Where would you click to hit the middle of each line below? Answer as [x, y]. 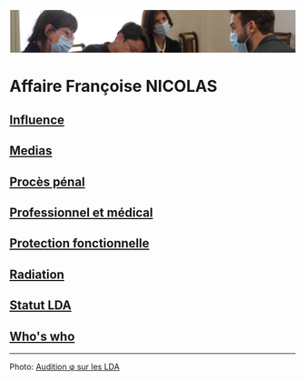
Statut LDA [40, 306]
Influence [37, 120]
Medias [31, 151]
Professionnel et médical [81, 213]
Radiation [37, 274]
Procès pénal [47, 181]
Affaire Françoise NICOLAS [113, 86]
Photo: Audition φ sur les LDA [64, 367]
